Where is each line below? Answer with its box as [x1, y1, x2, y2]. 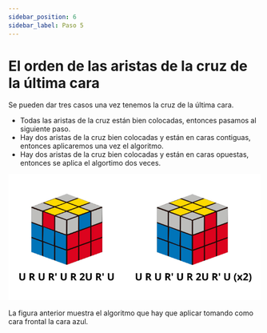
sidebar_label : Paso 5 [8, 21, 84, 30]
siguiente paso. [19, 124, 71, 134]
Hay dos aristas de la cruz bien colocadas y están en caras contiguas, [19, 133, 251, 142]
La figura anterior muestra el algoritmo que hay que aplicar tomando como [8, 308, 254, 318]
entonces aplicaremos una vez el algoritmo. [19, 141, 164, 151]
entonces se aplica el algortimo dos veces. [19, 158, 161, 168]
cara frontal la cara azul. [8, 317, 89, 327]
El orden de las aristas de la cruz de [8, 57, 248, 75]
